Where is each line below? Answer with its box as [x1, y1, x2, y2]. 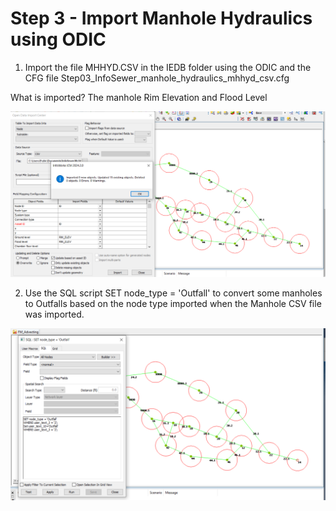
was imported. [24, 308, 85, 321]
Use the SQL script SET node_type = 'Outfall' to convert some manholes [24, 287, 323, 299]
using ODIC [10, 28, 107, 51]
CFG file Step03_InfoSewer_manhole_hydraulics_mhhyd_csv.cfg [24, 72, 290, 84]
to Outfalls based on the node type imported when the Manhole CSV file [24, 298, 322, 310]
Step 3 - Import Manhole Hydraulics [10, 7, 313, 30]
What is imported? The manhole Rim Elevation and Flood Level [10, 91, 268, 103]
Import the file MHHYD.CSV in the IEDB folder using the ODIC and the [24, 61, 312, 73]
